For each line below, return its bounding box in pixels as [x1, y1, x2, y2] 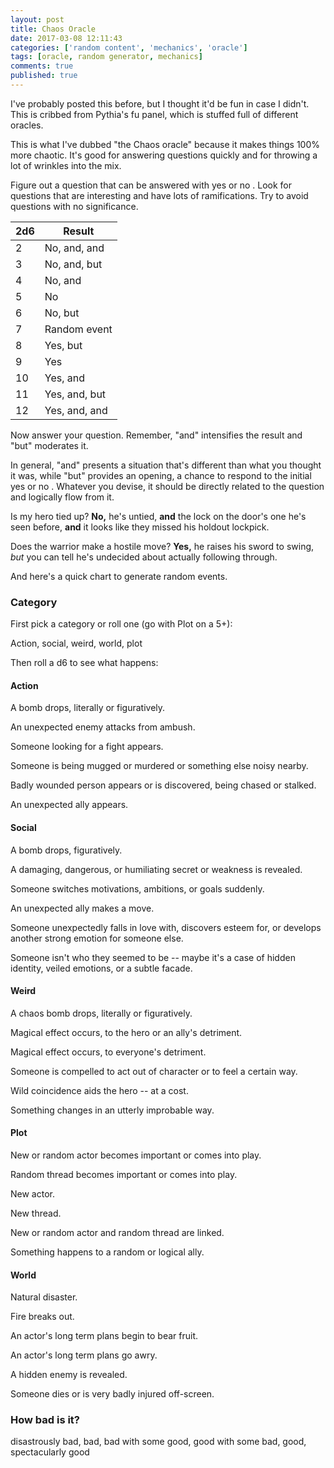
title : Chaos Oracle [10, 24, 97, 34]
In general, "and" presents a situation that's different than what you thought [10, 459, 322, 471]
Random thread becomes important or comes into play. [10, 1168, 238, 1180]
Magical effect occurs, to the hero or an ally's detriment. [10, 1026, 243, 1038]
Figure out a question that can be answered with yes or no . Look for [10, 179, 293, 191]
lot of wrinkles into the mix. [10, 159, 122, 171]
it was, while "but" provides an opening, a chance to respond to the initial [10, 469, 312, 481]
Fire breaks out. [10, 1311, 75, 1323]
